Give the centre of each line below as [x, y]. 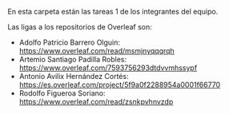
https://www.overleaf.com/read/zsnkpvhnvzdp [96, 102]
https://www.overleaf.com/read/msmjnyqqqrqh [97, 51]
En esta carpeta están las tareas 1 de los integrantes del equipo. [113, 12]
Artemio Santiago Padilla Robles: [73, 59]
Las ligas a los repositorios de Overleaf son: [80, 27]
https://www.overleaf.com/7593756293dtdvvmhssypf [108, 68]
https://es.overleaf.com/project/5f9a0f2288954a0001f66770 [120, 85]
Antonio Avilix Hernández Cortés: [74, 76]
